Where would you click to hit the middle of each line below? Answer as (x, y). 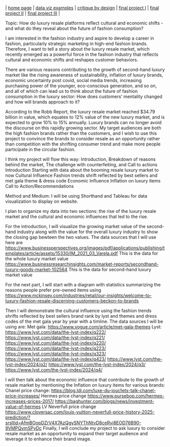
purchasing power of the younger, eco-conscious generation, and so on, (81, 86)
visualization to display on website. (42, 201)
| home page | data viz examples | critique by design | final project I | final (82, 8)
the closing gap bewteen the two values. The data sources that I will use (81, 237)
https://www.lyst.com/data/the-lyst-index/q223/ (56, 348)
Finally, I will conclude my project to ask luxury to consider (104, 428)
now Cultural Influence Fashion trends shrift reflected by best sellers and (81, 175)
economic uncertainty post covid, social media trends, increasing (74, 80)
